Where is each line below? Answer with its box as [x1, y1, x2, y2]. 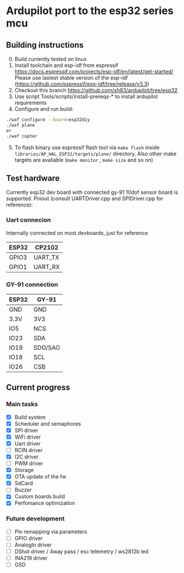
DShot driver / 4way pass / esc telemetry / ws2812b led [14, 548, 149, 555]
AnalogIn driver [14, 541, 52, 548]
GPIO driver [14, 534, 43, 541]
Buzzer [14, 486, 32, 494]
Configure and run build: [14, 106, 74, 112]
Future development [6, 515, 65, 523]
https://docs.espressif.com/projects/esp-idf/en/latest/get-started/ [14, 68, 173, 75]
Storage [14, 467, 34, 474]
